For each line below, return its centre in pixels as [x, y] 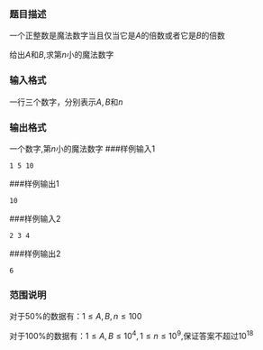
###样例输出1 [35, 183]
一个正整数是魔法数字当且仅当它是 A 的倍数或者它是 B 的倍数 [117, 36]
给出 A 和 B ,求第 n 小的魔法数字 [62, 55]
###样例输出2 [35, 253]
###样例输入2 [35, 218]
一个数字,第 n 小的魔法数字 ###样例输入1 [82, 148]
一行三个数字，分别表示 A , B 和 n [66, 102]
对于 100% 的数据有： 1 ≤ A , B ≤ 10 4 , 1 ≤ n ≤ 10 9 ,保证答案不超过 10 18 [131, 335]
